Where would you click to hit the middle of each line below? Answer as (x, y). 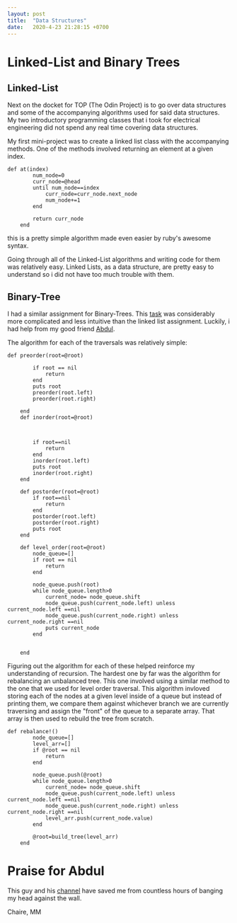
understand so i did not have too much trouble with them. (91, 275)
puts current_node (72, 628)
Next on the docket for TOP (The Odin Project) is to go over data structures (117, 105)
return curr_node (58, 219)
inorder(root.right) (63, 474)
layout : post (27, 14)
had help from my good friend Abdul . (61, 329)
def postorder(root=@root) (60, 492)
